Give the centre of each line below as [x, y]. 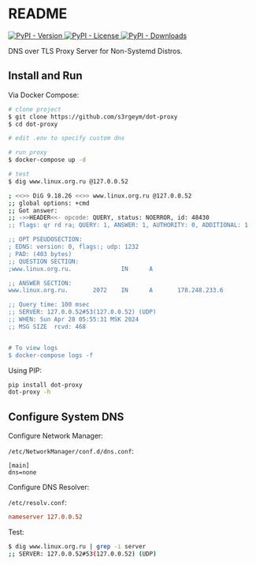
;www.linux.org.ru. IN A [81, 269]
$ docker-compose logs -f [50, 355]
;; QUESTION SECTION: [44, 262]
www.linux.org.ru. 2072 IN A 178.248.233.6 [116, 290]
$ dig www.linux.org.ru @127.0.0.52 [68, 181]
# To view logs [33, 348]
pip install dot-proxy [45, 385]
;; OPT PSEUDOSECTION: [45, 239]
